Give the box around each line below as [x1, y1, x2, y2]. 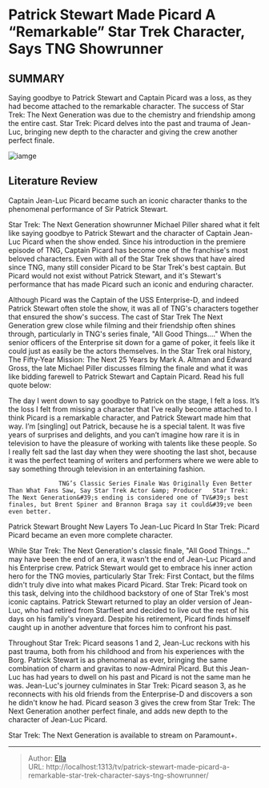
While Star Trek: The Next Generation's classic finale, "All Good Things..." [8, 546, 251, 555]
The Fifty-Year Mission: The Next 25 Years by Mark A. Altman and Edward [8, 355, 252, 364]
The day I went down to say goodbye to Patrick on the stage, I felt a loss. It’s [8, 396, 260, 405]
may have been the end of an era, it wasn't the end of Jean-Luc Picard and [8, 554, 256, 563]
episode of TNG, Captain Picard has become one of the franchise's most [8, 245, 248, 254]
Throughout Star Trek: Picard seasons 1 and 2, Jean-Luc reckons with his [8, 638, 251, 648]
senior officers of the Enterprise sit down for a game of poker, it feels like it [8, 337, 255, 347]
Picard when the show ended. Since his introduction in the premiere [22, 237, 247, 246]
